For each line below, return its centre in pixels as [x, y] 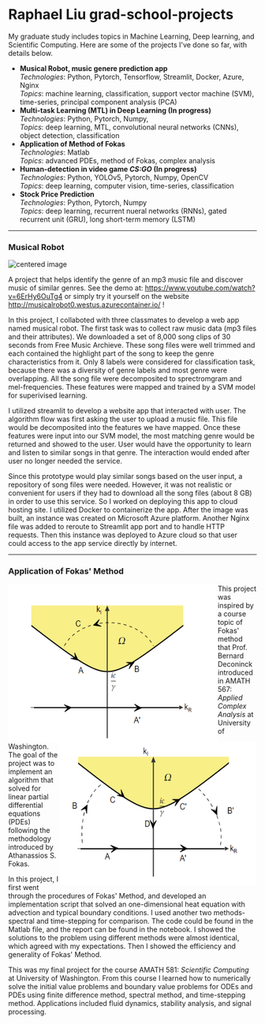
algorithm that [31, 779]
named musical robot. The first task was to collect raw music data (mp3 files [132, 328]
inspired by [236, 605]
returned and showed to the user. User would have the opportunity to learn [130, 444]
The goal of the [33, 754]
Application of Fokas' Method [66, 571]
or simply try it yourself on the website [127, 297]
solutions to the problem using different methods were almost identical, [124, 937]
